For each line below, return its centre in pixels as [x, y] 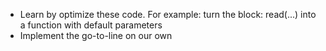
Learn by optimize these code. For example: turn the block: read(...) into [168, 14]
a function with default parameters [91, 25]
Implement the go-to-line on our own [96, 35]
